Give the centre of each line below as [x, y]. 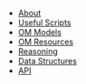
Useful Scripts [44, 23]
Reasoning [38, 51]
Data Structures [47, 61]
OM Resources [46, 42]
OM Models [39, 32]
